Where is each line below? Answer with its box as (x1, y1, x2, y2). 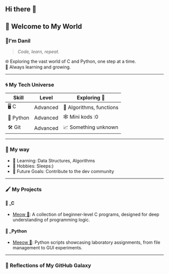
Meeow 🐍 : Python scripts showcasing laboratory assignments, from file (12, 239, 160, 245)
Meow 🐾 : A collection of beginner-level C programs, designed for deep (12, 211, 159, 217)
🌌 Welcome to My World (5, 22, 82, 31)
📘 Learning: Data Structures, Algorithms (12, 157, 96, 163)
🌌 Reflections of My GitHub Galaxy (5, 262, 92, 269)
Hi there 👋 (5, 5, 37, 14)
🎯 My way (5, 146, 30, 153)
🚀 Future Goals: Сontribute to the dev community (12, 168, 114, 174)
